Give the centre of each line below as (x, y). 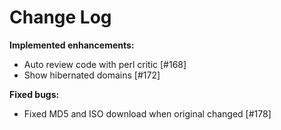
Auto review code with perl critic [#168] (105, 64)
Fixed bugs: (34, 94)
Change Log (60, 17)
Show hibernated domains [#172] (92, 75)
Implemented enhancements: (72, 45)
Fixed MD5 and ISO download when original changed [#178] (147, 113)
